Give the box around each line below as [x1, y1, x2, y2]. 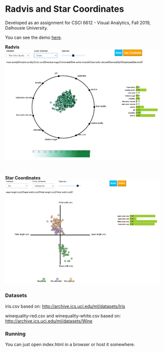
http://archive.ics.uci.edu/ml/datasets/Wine [5, 318, 93, 324]
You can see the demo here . [5, 34, 62, 40]
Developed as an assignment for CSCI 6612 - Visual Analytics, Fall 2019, [5, 20, 151, 26]
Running [5, 330, 26, 337]
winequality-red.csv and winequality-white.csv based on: [5, 313, 121, 319]
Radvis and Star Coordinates [5, 3, 124, 15]
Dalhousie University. [5, 25, 48, 30]
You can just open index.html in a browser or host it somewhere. [5, 341, 135, 347]
